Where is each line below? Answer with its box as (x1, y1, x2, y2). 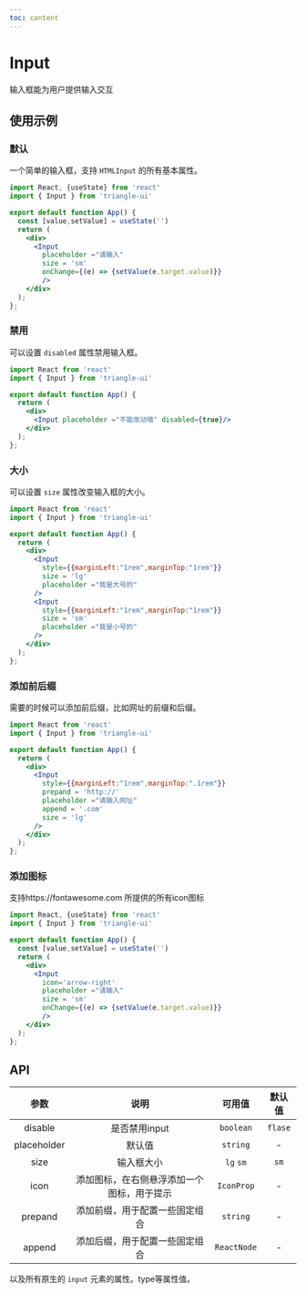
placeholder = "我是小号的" (42, 623, 138, 632)
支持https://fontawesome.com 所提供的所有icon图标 (9, 892, 205, 903)
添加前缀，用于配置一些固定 (76, 1204, 195, 1217)
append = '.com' (42, 804, 104, 813)
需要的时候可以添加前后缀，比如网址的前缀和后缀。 (9, 702, 201, 713)
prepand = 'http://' (42, 788, 120, 797)
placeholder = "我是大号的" (42, 580, 138, 589)
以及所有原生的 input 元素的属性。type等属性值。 (9, 1274, 196, 1285)
